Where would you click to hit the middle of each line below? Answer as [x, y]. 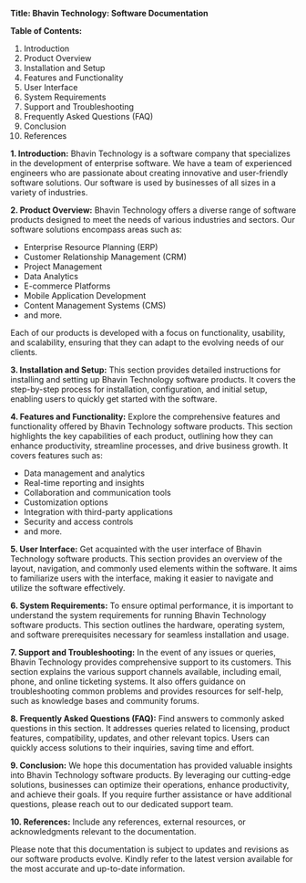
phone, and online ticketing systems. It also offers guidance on [128, 681]
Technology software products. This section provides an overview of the [147, 559]
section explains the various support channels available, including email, [146, 672]
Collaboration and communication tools [97, 493]
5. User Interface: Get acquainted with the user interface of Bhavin [136, 549]
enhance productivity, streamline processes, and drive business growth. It [149, 446]
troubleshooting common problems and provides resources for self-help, [147, 691]
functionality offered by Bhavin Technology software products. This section [152, 426]
